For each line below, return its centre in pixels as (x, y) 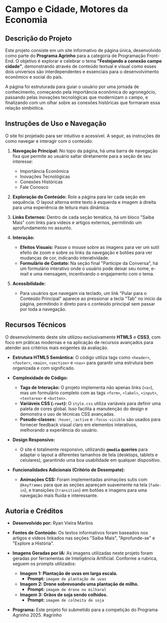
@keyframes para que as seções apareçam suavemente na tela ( (85, 485)
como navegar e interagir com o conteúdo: (49, 141)
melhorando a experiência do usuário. (59, 430)
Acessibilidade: (29, 283)
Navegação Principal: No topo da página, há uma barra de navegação (85, 151)
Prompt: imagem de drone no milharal (67, 589)
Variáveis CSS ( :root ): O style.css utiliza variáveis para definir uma (90, 403)
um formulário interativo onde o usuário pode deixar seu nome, (85, 268)
